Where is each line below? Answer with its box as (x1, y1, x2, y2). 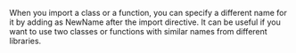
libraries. (9, 35, 42, 46)
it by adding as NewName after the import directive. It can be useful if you (9, 17, 281, 27)
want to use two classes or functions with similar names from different (9, 26, 267, 36)
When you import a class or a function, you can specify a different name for (9, 8, 287, 18)
